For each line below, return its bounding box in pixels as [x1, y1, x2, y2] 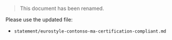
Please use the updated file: [5, 16, 73, 23]
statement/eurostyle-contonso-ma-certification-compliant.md [13, 28, 167, 34]
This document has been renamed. [19, 5, 105, 12]
